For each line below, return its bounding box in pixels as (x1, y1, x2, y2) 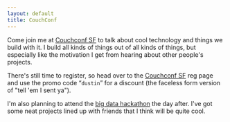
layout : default (7, 10, 54, 17)
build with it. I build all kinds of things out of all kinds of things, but (7, 43, 196, 51)
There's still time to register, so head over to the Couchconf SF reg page (7, 71, 213, 80)
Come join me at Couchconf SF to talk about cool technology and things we (7, 35, 223, 44)
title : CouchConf (7, 17, 57, 24)
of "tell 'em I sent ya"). (7, 86, 71, 94)
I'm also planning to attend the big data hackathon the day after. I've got (7, 99, 213, 107)
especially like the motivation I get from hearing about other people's (7, 50, 204, 59)
